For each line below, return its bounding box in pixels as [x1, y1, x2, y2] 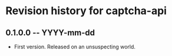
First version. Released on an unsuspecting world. [14, 43, 136, 50]
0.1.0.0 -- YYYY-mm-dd [5, 28, 95, 38]
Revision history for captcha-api [5, 4, 167, 18]
